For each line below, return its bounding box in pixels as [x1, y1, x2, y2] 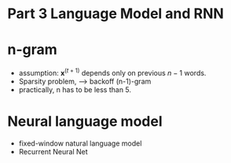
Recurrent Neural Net [18, 146, 88, 156]
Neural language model [7, 112, 163, 130]
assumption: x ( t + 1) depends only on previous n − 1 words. [18, 67, 207, 77]
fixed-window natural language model [18, 139, 142, 148]
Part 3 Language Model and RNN [7, 5, 225, 23]
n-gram [7, 41, 58, 59]
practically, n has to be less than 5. [18, 84, 131, 94]
